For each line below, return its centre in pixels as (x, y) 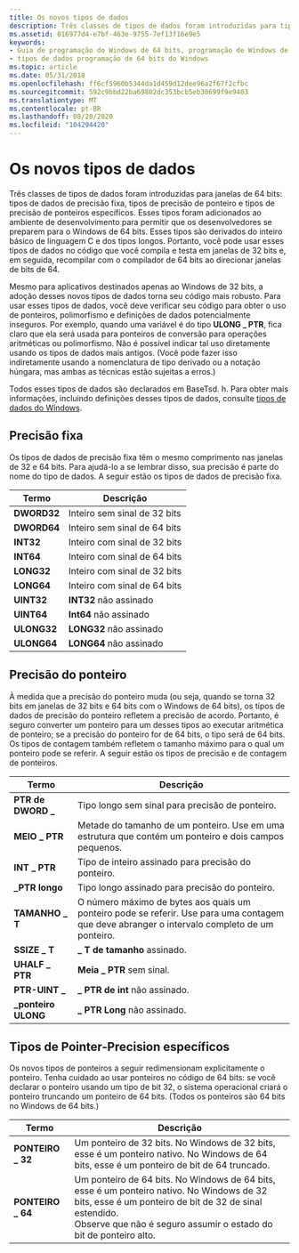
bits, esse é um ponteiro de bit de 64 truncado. (172, 1165)
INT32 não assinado (111, 600)
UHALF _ (32, 964)
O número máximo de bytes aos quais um (164, 901)
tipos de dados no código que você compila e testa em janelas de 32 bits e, (148, 250)
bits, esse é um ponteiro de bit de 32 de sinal (168, 1202)
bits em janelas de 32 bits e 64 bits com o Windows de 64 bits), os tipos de (147, 706)
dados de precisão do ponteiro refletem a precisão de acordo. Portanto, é (144, 715)
